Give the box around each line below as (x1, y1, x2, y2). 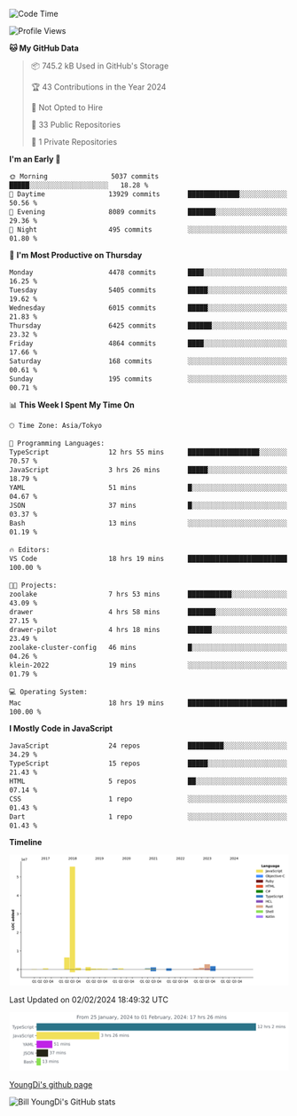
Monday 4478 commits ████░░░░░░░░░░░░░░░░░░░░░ (9, 268, 288, 277)
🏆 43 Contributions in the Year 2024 (30, 82, 167, 92)
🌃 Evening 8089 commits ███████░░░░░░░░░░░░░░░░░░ (9, 208, 288, 217)
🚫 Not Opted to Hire (30, 102, 104, 113)
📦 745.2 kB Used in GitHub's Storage (30, 60, 169, 71)
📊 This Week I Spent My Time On (9, 400, 135, 410)
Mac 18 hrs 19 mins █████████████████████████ (9, 699, 288, 708)
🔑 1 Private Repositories (30, 137, 118, 146)
